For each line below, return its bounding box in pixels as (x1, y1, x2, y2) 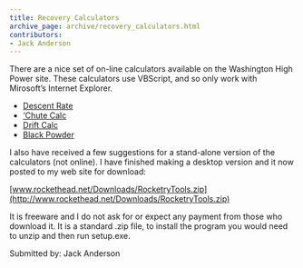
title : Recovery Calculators (9, 13, 120, 23)
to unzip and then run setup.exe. (9, 231, 131, 242)
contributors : (9, 30, 64, 39)
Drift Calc (22, 120, 59, 131)
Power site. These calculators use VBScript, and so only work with (9, 74, 258, 84)
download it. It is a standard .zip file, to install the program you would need (9, 221, 288, 232)
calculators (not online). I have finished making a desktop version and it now (9, 156, 295, 168)
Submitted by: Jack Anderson (9, 248, 121, 259)
